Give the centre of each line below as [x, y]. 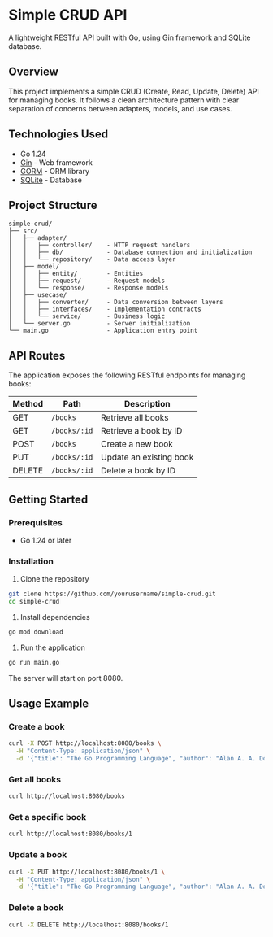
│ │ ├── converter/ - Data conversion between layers [116, 303]
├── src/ [23, 231]
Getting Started [48, 499]
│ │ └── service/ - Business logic [87, 316]
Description [147, 404]
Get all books [35, 779]
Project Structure [53, 205]
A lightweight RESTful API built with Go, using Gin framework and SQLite [130, 37]
